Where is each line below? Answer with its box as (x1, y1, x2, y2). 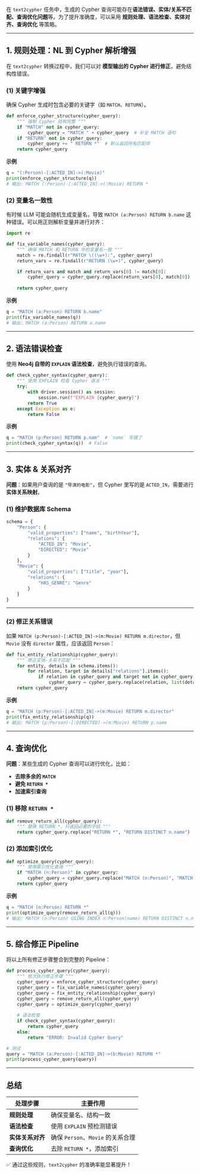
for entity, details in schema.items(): (17, 663, 118, 669)
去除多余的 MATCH (14, 773, 56, 780)
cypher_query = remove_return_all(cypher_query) (17, 995, 140, 1002)
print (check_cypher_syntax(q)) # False (6, 441, 108, 447)
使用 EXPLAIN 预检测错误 (51, 1122, 117, 1130)
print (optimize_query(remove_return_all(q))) (6, 910, 121, 916)
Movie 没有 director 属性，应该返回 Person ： (6, 640, 115, 647)
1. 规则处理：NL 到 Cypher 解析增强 (6, 45, 136, 56)
